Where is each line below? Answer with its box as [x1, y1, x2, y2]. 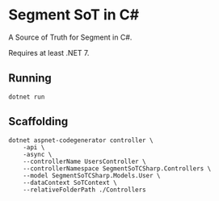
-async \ [23, 150, 53, 158]
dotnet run [8, 93, 45, 101]
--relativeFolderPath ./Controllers [23, 186, 147, 194]
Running [8, 71, 53, 86]
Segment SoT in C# [8, 6, 140, 24]
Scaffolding [8, 115, 69, 128]
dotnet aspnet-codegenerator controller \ [8, 136, 154, 144]
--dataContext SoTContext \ [23, 178, 117, 186]
